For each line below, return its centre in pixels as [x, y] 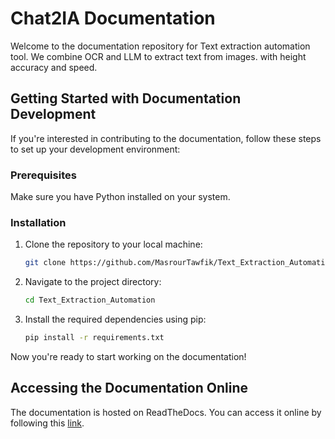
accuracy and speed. [54, 67]
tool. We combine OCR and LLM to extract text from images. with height [158, 56]
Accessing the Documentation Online [129, 388]
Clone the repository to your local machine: [113, 244]
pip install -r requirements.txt [94, 338]
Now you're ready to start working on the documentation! [128, 356]
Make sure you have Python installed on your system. [120, 197]
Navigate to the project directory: [93, 282]
